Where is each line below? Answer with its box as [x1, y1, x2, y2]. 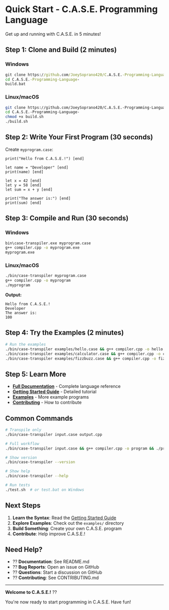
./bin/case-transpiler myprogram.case [5, 273, 87, 279]
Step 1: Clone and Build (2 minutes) [5, 45, 117, 54]
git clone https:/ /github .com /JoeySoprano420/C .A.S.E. [5, 72, 123, 77]
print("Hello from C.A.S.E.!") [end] [5, 156, 84, 161]
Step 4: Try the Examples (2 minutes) [5, 328, 124, 337]
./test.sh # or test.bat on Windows [5, 487, 84, 492]
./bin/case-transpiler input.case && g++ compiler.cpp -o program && [5, 446, 154, 451]
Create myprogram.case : [5, 146, 54, 152]
